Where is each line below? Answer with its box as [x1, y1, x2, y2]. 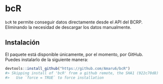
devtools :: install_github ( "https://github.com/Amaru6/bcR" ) [5, 66, 131, 71]
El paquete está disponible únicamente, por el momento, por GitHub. [5, 51, 143, 57]
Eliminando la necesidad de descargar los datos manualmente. [5, 24, 132, 30]
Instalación [5, 39, 40, 47]
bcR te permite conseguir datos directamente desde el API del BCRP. [5, 19, 143, 25]
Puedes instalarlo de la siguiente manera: [5, 57, 89, 63]
